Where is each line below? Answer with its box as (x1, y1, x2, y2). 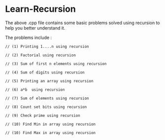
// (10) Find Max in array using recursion (5, 130, 96, 135)
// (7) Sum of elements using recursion (5, 96, 90, 101)
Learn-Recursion (5, 3, 76, 15)
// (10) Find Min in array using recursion (5, 122, 96, 127)
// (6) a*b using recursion (5, 87, 65, 92)
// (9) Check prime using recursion (5, 113, 80, 118)
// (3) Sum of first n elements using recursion (5, 61, 107, 66)
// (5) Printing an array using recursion (5, 78, 94, 83)
